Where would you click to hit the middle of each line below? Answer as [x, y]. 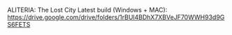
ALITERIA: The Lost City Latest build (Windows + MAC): [87, 10]
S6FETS [19, 24]
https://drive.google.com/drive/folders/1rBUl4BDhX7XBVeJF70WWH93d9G [116, 17]
